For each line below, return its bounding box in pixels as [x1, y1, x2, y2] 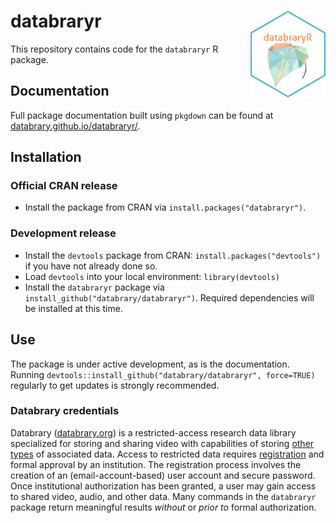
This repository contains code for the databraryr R [10, 43, 219, 55]
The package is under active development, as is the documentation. [10, 358, 290, 370]
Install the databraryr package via [24, 281, 165, 293]
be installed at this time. [24, 302, 123, 314]
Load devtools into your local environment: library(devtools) [24, 270, 281, 282]
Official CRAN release [10, 179, 118, 193]
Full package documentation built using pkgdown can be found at [10, 109, 274, 121]
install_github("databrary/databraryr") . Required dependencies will [24, 291, 315, 304]
